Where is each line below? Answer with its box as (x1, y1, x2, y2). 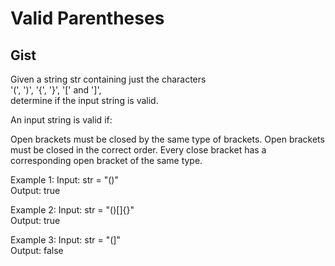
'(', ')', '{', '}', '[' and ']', (10, 84, 102, 96)
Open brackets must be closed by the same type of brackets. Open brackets (10, 133, 325, 145)
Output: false (10, 245, 64, 256)
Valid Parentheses (10, 7, 165, 30)
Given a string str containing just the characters (10, 73, 207, 85)
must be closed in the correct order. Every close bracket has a (10, 144, 267, 156)
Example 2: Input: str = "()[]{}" (10, 204, 135, 216)
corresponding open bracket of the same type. (10, 155, 203, 166)
